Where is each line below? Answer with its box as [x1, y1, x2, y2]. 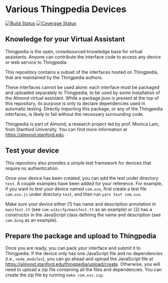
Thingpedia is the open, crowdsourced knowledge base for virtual [5, 48, 143, 54]
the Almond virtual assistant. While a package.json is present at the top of [5, 95, 159, 101]
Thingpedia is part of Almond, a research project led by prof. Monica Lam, [5, 120, 159, 127]
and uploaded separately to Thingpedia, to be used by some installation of [5, 90, 160, 96]
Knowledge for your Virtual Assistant [5, 35, 125, 44]
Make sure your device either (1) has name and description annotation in [5, 201, 156, 207]
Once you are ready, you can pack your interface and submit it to [5, 245, 141, 251]
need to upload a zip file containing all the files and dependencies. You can [5, 267, 162, 273]
